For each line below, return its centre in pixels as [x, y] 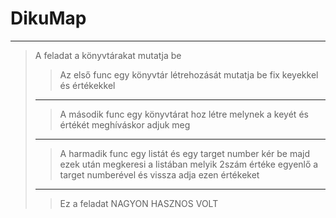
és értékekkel [87, 85]
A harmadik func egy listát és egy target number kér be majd [185, 153]
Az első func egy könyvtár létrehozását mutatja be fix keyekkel [189, 74]
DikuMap [48, 18]
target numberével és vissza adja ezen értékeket [159, 174]
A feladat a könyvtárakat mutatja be [108, 55]
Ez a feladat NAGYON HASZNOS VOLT [139, 203]
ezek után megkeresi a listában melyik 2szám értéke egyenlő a [189, 164]
